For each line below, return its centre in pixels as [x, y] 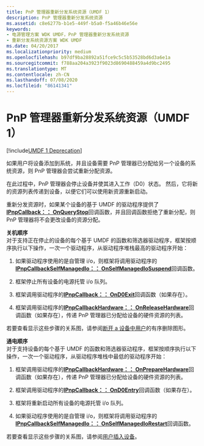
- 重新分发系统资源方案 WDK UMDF [44, 40]
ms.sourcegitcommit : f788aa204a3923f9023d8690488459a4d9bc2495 [89, 63]
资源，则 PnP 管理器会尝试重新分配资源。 [64, 170]
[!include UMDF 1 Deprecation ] [44, 150]
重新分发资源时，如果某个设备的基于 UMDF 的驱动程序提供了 [83, 204]
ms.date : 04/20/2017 [33, 46]
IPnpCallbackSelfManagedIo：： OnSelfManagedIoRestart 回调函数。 [104, 423]
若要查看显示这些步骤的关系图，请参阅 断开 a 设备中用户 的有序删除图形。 [98, 328]
